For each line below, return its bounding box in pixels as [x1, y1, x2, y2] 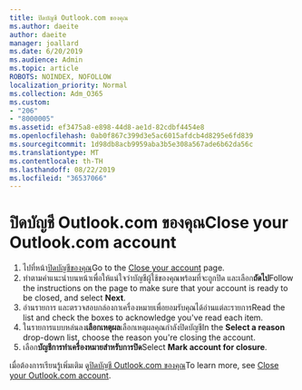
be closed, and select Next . [22, 292, 126, 304]
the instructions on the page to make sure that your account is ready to [22, 283, 288, 294]
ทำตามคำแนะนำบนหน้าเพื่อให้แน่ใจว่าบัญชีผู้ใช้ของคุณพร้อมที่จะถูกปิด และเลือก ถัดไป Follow [22, 273, 294, 284]
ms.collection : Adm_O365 [9, 89, 103, 98]
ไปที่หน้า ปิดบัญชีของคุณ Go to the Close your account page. [22, 262, 225, 273]
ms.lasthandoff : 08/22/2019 [9, 165, 116, 174]
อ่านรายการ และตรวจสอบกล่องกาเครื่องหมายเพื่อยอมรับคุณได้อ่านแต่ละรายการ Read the [22, 302, 286, 313]
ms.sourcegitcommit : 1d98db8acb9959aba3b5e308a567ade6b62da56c [9, 140, 254, 149]
